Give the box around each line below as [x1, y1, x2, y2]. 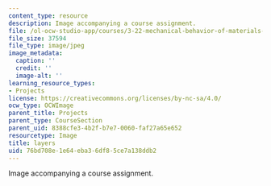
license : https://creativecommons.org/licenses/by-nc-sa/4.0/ [8, 94, 222, 102]
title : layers [8, 138, 56, 147]
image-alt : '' [15, 72, 63, 80]
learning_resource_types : [8, 79, 95, 87]
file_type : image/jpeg [8, 42, 85, 50]
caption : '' [15, 57, 56, 65]
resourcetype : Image [8, 131, 78, 139]
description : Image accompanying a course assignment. [8, 19, 197, 27]
